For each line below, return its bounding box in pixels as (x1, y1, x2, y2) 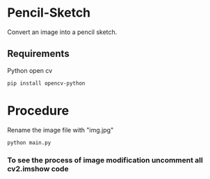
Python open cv (7, 66, 53, 74)
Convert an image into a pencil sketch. (7, 28, 118, 36)
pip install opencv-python (7, 80, 86, 87)
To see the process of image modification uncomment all (7, 155, 203, 164)
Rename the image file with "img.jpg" (7, 126, 114, 134)
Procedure (7, 103, 70, 119)
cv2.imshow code (7, 164, 69, 173)
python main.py (7, 139, 51, 146)
